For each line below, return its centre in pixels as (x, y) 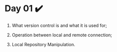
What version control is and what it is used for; (59, 25)
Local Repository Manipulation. (43, 44)
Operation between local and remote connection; (62, 35)
